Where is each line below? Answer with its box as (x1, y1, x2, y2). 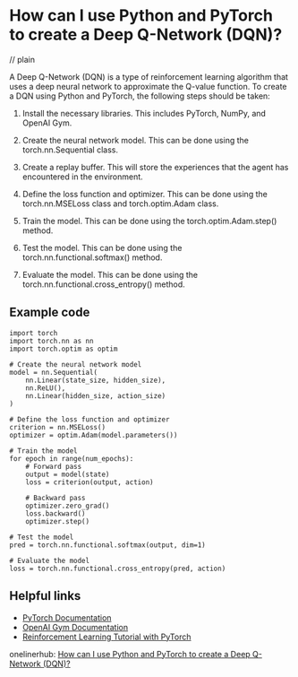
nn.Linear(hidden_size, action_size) (25, 391, 166, 400)
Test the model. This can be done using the (21, 242, 183, 253)
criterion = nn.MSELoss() (9, 422, 106, 431)
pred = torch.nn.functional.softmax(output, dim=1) (9, 540, 206, 550)
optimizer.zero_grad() (25, 501, 110, 510)
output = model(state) (25, 470, 110, 479)
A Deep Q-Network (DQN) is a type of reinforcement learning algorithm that (9, 71, 289, 82)
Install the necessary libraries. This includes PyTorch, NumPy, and (21, 108, 267, 118)
